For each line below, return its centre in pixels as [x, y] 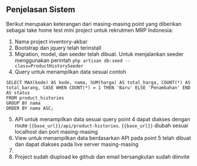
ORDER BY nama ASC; [30, 108]
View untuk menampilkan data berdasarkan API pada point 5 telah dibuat [103, 138]
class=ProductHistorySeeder [49, 66]
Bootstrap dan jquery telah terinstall [58, 48]
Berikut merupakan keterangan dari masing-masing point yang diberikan [94, 24]
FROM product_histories [35, 98]
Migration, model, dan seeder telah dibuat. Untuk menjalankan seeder [99, 54]
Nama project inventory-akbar [51, 41]
